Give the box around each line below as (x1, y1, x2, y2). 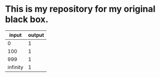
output (28, 31, 44, 38)
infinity (7, 64, 24, 71)
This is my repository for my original (5, 3, 156, 15)
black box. (5, 14, 49, 25)
